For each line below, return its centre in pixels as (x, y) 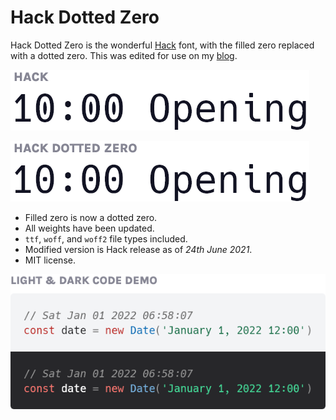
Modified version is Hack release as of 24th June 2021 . (138, 249)
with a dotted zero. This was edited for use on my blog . (124, 55)
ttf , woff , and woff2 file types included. (106, 238)
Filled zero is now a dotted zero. (91, 217)
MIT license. (50, 260)
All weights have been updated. (89, 228)
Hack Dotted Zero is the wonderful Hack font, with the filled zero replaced (162, 45)
